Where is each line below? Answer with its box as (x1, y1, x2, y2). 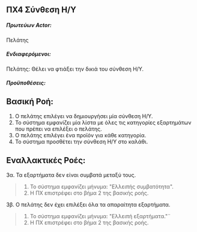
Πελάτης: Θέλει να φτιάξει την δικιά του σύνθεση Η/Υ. (6, 65, 144, 73)
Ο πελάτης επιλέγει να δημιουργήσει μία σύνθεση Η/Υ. (14, 112, 153, 119)
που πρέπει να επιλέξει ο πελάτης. (14, 125, 102, 132)
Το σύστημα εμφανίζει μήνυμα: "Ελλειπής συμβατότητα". (29, 183, 174, 190)
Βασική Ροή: (6, 97, 54, 107)
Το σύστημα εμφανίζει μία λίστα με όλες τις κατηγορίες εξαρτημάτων (14, 119, 192, 126)
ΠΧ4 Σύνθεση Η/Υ (6, 5, 77, 15)
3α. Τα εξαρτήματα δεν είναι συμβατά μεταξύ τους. (6, 171, 136, 179)
